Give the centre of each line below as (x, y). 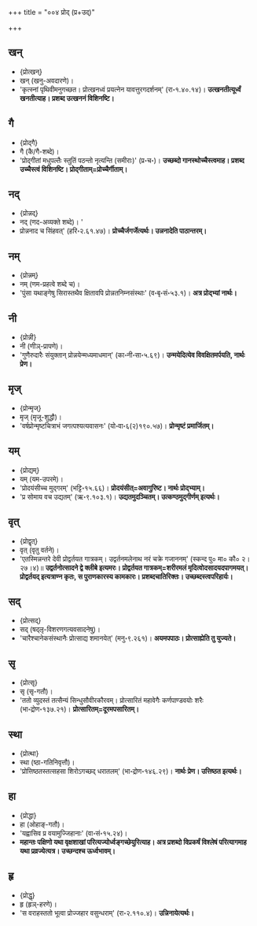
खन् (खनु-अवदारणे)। (47, 80)
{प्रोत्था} (29, 753)
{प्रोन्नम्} (29, 275)
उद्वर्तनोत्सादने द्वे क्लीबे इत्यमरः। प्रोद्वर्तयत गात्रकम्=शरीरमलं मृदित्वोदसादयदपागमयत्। (147, 567)
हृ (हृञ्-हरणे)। (38, 904)
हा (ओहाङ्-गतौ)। (42, 824)
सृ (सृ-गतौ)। (36, 692)
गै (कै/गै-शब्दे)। (39, 151)
